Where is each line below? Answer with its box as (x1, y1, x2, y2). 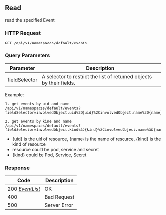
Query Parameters (5, 52, 50, 59)
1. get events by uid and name (5, 101, 70, 107)
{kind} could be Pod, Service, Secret (12, 152, 87, 158)
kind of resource (12, 141, 46, 147)
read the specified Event (5, 17, 55, 23)
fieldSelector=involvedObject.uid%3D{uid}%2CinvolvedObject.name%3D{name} (5, 110, 163, 115)
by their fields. (41, 79, 75, 86)
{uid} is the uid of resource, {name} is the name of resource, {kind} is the (12, 136, 161, 142)
